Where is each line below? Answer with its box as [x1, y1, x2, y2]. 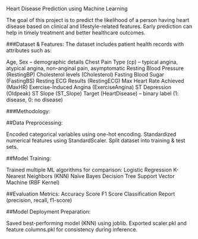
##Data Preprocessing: [6, 119, 63, 126]
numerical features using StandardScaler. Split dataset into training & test [6, 137, 186, 144]
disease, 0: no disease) [6, 96, 64, 103]
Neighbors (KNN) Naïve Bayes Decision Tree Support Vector [26, 173, 175, 180]
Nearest [6, 173, 26, 180]
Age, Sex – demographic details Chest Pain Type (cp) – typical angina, [6, 59, 178, 65]
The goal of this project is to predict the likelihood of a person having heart [6, 17, 190, 23]
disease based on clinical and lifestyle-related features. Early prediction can [6, 23, 193, 30]
